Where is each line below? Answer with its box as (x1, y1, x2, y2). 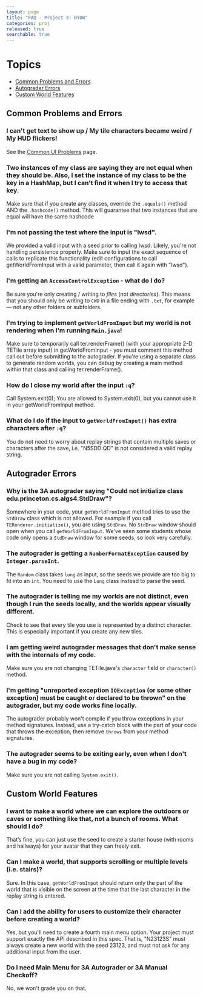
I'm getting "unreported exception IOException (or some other (6, 686, 191, 694)
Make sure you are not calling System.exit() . (6, 771, 119, 778)
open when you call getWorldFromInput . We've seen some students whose (6, 528, 191, 535)
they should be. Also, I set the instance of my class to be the (6, 171, 187, 180)
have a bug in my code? (6, 757, 78, 766)
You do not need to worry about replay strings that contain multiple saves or (6, 438, 196, 445)
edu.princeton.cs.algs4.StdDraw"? (6, 494, 112, 503)
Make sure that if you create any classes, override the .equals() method (6, 200, 187, 208)
